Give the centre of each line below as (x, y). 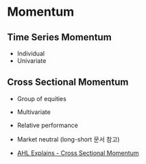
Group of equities (41, 98)
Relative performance (48, 125)
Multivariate (34, 112)
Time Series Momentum (59, 37)
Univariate (32, 61)
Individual (31, 53)
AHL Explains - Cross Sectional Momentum (78, 153)
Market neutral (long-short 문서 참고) (68, 139)
